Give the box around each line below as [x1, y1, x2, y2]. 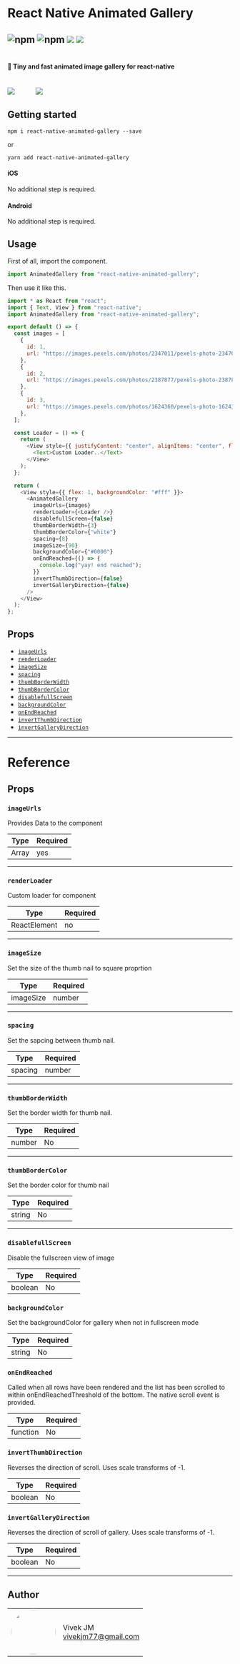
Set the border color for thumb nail [7, 1181, 109, 1190]
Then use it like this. [7, 284, 66, 292]
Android [7, 201, 32, 210]
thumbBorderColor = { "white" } [33, 528, 116, 536]
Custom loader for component [7, 891, 96, 900]
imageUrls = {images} [33, 502, 91, 509]
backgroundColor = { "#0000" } [33, 548, 114, 556]
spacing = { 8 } [33, 535, 69, 542]
